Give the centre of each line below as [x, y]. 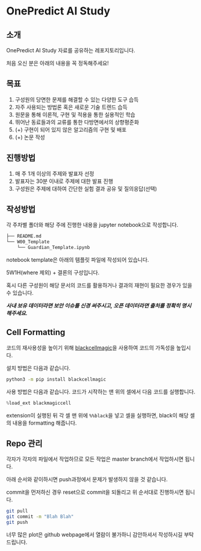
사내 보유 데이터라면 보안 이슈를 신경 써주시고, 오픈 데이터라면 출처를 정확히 [93, 306]
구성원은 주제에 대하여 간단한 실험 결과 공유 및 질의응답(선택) [86, 188]
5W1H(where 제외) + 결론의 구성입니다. [53, 272]
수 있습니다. [20, 293]
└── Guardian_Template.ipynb [54, 248]
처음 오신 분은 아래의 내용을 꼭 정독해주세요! [58, 63]
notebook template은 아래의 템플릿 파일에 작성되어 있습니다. [78, 260]
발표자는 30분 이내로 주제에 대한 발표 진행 [64, 181]
